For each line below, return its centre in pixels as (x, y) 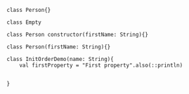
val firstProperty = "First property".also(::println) (101, 65)
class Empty (24, 22)
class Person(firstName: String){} (59, 47)
